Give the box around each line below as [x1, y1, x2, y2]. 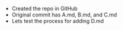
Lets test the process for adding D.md [11, 18, 104, 24]
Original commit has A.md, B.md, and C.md [11, 11, 117, 18]
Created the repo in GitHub [11, 5, 78, 12]
